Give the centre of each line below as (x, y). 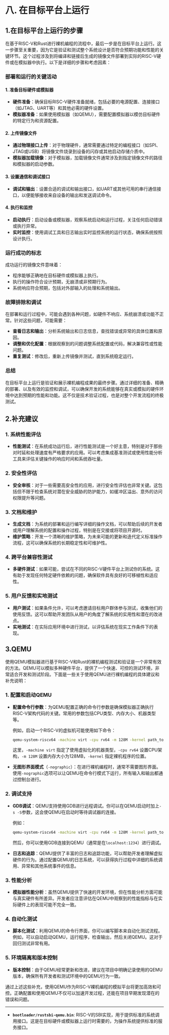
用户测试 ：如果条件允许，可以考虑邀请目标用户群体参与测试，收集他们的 (87, 608)
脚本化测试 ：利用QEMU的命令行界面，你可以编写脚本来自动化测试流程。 (87, 931)
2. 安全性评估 (21, 473)
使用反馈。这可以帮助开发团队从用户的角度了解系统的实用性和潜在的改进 (87, 614)
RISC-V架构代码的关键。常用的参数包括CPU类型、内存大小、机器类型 (84, 713)
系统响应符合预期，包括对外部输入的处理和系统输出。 (68, 288)
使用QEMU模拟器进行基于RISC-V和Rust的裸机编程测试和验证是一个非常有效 (83, 662)
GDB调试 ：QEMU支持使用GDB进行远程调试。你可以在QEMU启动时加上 (86, 805)
